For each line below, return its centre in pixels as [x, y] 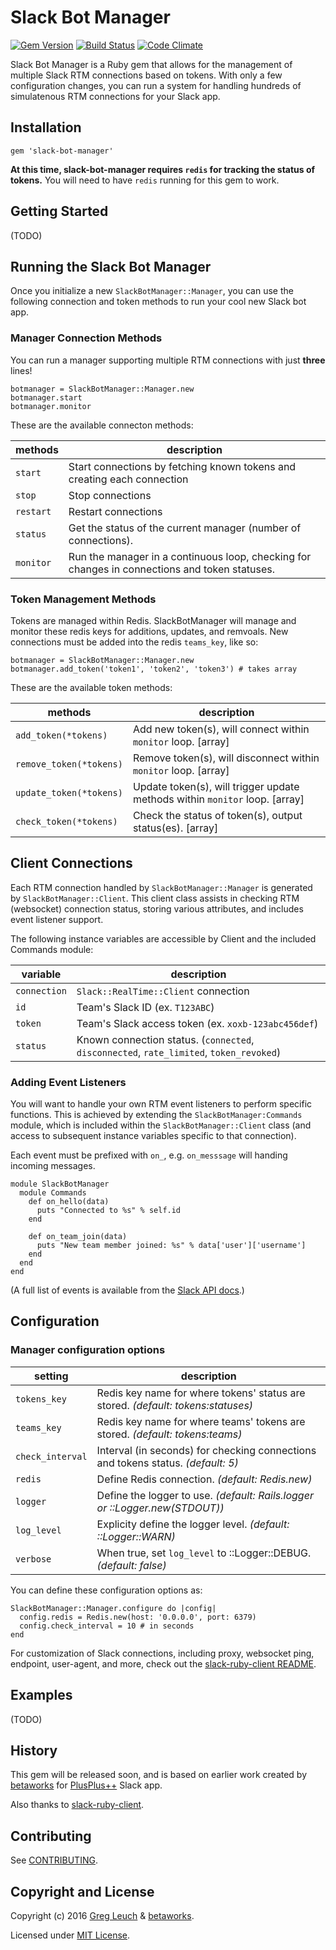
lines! [21, 370]
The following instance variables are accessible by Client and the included [163, 938]
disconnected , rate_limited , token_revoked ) [179, 1052]
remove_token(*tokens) [69, 764]
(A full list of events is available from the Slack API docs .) [127, 1290]
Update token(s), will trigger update [216, 786]
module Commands [53, 1193]
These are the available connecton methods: [102, 425]
